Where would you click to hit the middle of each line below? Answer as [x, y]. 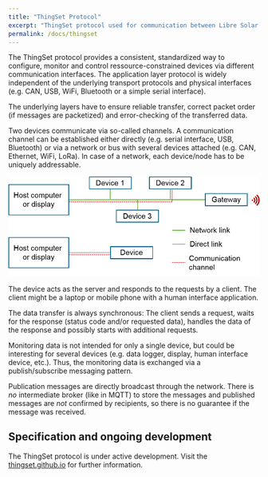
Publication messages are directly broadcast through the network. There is [131, 386]
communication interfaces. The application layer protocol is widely [118, 74]
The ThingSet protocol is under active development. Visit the [108, 456]
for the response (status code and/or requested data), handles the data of [130, 321]
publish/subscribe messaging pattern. [71, 371]
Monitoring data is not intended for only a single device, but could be [122, 345]
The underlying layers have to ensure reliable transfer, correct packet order [132, 107]
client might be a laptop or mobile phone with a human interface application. [134, 297]
